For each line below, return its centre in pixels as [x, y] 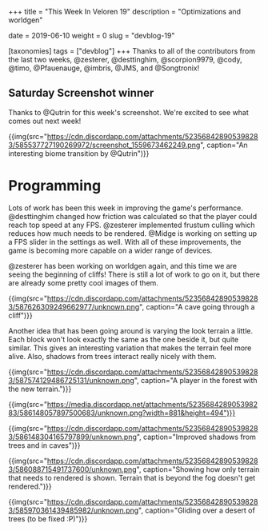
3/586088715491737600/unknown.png [73, 469]
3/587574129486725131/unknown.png [71, 380]
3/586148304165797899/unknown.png [73, 437]
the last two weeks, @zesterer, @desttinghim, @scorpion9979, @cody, [125, 60]
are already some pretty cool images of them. [83, 282]
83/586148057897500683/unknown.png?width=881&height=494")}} [122, 413]
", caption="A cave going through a [197, 306]
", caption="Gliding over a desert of [197, 510]
